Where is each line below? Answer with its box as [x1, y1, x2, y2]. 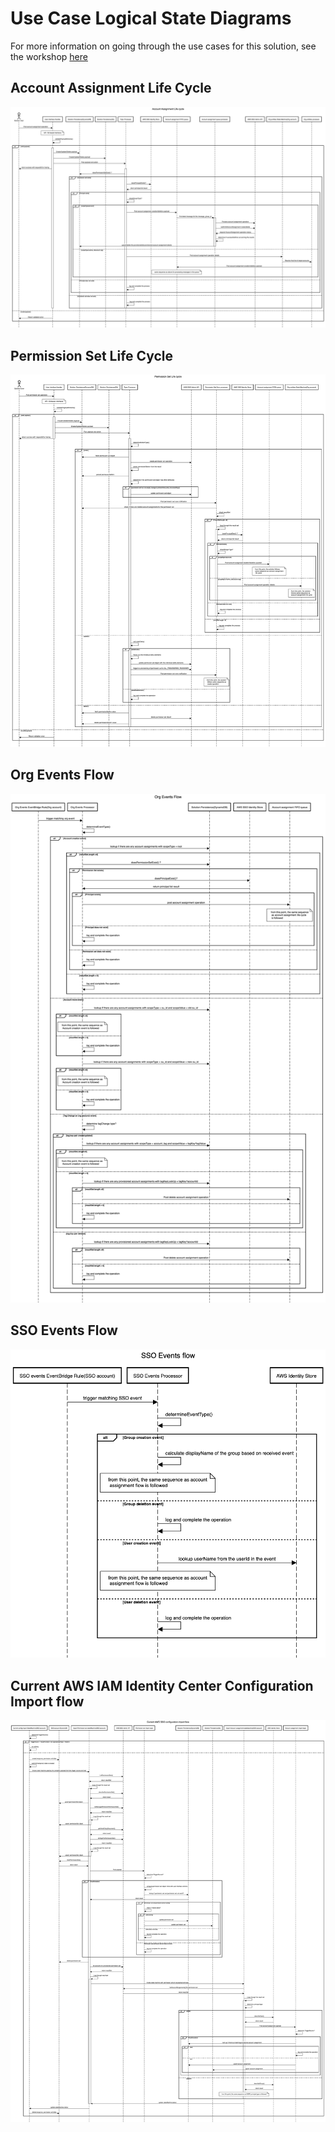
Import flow [10, 1693, 85, 1710]
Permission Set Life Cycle [10, 347, 173, 364]
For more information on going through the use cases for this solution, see [10, 40, 317, 52]
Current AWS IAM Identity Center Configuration [10, 1677, 314, 1694]
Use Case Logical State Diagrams [10, 7, 292, 30]
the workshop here [10, 50, 88, 62]
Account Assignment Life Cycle [10, 80, 212, 97]
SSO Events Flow [10, 1322, 118, 1339]
